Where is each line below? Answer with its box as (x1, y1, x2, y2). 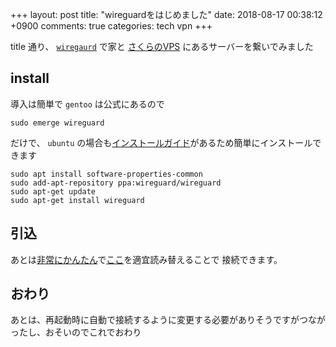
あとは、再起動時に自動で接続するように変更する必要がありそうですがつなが (10, 314, 326, 326)
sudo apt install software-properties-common (10, 169, 203, 179)
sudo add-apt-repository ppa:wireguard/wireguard (10, 178, 222, 188)
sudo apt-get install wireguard (10, 195, 145, 205)
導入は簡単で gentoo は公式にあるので (10, 98, 165, 110)
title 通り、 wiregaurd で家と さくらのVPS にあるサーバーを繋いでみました (10, 41, 314, 52)
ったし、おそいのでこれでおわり (10, 326, 142, 338)
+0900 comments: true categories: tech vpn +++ (10, 20, 213, 32)
